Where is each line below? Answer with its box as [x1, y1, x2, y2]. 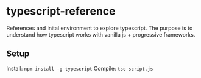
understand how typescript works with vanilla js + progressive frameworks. [6, 30, 196, 38]
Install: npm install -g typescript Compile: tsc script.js [6, 65, 153, 72]
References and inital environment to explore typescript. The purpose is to [6, 24, 193, 32]
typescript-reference [6, 4, 116, 18]
